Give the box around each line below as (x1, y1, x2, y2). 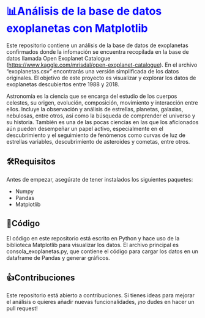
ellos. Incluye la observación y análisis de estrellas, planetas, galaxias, (6, 105, 184, 113)
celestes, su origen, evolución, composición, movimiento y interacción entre (6, 98, 198, 106)
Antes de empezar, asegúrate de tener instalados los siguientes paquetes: (6, 176, 193, 183)
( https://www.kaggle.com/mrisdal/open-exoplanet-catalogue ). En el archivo (6, 61, 198, 68)
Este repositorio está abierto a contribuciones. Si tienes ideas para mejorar (6, 292, 195, 299)
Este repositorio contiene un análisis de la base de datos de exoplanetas (6, 42, 188, 49)
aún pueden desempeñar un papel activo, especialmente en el (6, 125, 163, 132)
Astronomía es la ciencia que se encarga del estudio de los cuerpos (6, 92, 177, 100)
